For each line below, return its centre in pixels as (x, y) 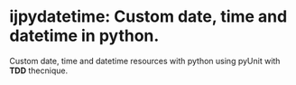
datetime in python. (84, 36)
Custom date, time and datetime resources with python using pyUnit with (145, 61)
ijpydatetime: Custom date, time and (148, 17)
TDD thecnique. (39, 71)
